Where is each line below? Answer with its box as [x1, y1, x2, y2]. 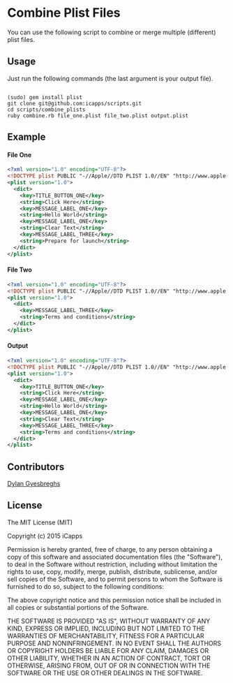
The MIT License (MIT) [7, 518, 73, 527]
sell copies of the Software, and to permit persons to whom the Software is [7, 575, 223, 583]
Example [7, 131, 46, 143]
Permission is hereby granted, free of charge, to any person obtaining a [7, 545, 213, 553]
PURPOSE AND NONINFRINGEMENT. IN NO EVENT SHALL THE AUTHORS [7, 639, 222, 647]
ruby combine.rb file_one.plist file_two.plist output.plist [7, 112, 189, 119]
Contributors [7, 461, 65, 473]
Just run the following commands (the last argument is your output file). [7, 74, 213, 82]
